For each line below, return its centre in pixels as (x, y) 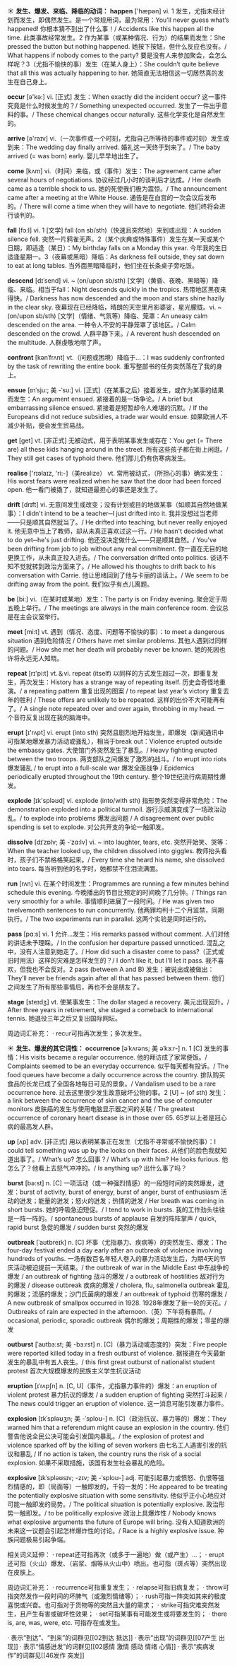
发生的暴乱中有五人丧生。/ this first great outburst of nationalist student (111, 1362)
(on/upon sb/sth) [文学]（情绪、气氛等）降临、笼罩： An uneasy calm (108, 316)
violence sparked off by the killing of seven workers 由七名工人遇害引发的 (114, 1445)
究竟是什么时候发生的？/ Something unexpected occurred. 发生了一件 (108, 106)
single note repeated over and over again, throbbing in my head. (123, 709)
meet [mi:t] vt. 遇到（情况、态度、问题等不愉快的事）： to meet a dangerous (116, 632)
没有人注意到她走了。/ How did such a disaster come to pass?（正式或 (122, 951)
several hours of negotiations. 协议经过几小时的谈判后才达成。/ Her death (114, 180)
